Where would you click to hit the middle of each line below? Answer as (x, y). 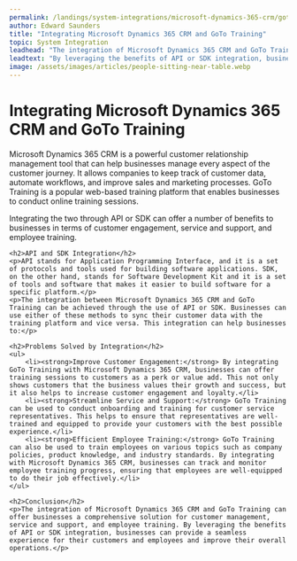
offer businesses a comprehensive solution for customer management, (140, 517)
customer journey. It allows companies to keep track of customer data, (138, 173)
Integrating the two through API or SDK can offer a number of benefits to (141, 218)
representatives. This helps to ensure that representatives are (132, 416)
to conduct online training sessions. (74, 201)
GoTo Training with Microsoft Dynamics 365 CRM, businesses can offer (142, 370)
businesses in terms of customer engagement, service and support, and (141, 228)
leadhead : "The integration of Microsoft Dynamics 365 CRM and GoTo (138, 51)
